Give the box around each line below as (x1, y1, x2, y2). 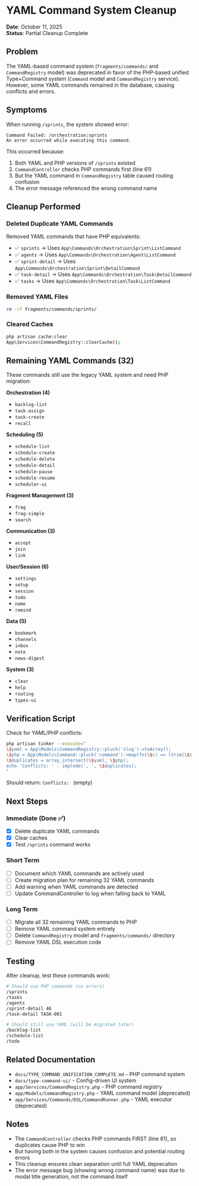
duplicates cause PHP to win (14, 1141, 85, 1149)
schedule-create (14, 450, 55, 456)
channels (14, 636, 37, 643)
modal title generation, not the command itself (14, 1173, 128, 1180)
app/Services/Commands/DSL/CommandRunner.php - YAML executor (14, 1096, 172, 1103)
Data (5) (6, 618, 27, 625)
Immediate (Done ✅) (6, 814, 66, 822)
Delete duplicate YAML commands (14, 827, 100, 835)
